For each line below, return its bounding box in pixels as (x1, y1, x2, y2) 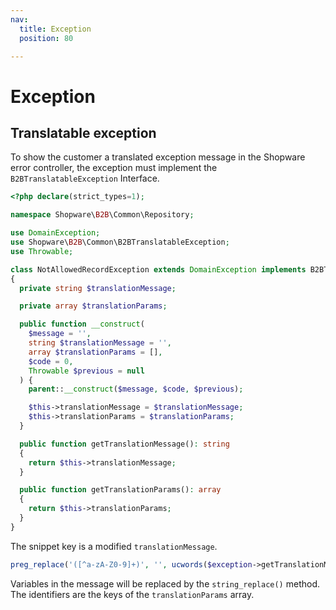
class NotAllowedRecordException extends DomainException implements (10, 264, 307, 275)
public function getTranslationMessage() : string (19, 439, 230, 449)
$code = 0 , (28, 356, 74, 366)
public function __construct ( (19, 319, 145, 330)
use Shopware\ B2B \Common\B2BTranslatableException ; (10, 237, 230, 247)
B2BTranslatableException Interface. (10, 172, 160, 185)
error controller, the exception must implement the (10, 162, 218, 174)
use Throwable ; (10, 246, 74, 256)
